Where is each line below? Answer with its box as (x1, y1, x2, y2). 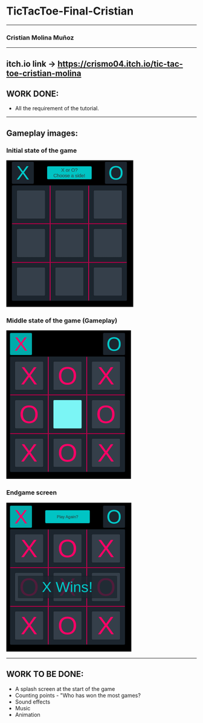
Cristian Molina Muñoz (6, 33, 74, 42)
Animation (14, 711, 40, 718)
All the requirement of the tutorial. (14, 105, 100, 112)
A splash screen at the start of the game (14, 685, 115, 692)
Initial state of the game (6, 146, 77, 155)
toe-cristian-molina (6, 68, 82, 78)
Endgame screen (6, 488, 57, 497)
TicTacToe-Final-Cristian (6, 4, 134, 18)
